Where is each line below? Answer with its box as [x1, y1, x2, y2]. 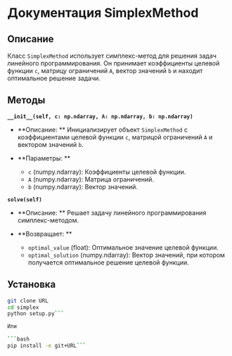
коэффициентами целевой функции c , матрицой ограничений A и [17, 132, 213, 141]
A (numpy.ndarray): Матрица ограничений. [27, 174, 155, 184]
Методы [7, 94, 46, 106]
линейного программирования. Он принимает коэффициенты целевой [7, 59, 220, 68]
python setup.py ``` [7, 310, 65, 317]
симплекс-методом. [17, 216, 79, 224]
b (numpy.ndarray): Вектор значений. [27, 182, 138, 191]
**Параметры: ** [17, 153, 71, 163]
